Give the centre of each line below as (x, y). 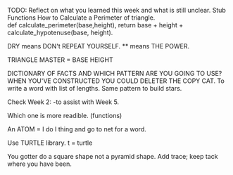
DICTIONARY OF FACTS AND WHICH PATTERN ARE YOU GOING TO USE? (115, 73)
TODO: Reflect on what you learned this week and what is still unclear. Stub (117, 10)
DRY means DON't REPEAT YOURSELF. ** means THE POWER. (99, 46)
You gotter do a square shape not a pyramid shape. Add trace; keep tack (113, 156)
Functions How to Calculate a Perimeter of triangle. (81, 18)
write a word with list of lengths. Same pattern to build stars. (95, 88)
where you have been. (40, 164)
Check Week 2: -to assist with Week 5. (63, 102)
